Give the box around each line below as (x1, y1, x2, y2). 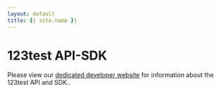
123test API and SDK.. (7, 79, 71, 87)
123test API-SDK (7, 47, 107, 64)
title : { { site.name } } (7, 17, 78, 24)
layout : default (7, 10, 55, 18)
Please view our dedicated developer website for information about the (7, 71, 214, 79)
